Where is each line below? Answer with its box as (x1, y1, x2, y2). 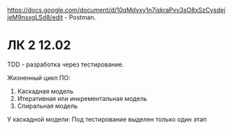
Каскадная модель (17, 86, 74, 95)
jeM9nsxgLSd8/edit (7, 13, 64, 21)
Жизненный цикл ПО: (7, 73, 71, 82)
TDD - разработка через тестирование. (7, 60, 125, 68)
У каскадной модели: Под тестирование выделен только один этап (7, 115, 207, 123)
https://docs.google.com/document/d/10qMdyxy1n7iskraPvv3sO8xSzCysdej (7, 6, 226, 14)
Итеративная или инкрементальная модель (17, 94, 148, 102)
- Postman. (64, 13, 96, 21)
